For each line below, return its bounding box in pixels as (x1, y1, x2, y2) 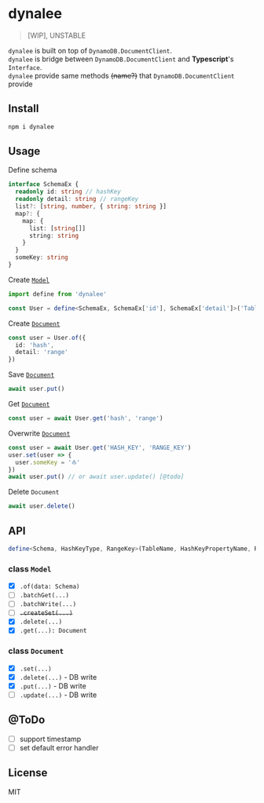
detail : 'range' (15, 349, 68, 356)
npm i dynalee (8, 122, 55, 130)
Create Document (8, 319, 60, 328)
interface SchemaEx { (8, 181, 79, 188)
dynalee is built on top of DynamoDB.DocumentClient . (8, 46, 173, 55)
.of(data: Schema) (19, 582, 80, 591)
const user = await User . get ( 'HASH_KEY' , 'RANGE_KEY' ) (8, 443, 192, 451)
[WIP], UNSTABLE (27, 31, 86, 40)
